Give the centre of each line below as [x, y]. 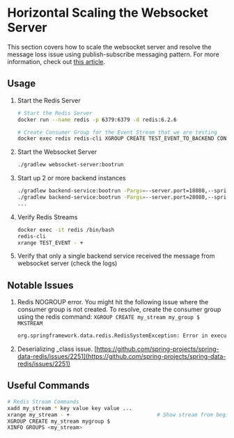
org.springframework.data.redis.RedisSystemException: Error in [112, 336]
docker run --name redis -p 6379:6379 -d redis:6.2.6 [97, 120]
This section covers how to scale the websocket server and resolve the [109, 47]
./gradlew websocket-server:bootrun [70, 165]
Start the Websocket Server [57, 152]
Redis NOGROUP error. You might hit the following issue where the [113, 302]
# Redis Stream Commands [43, 402]
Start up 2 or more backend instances [72, 178]
